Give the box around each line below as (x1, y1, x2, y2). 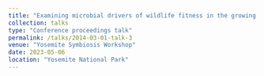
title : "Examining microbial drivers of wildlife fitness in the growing (8, 11, 257, 20)
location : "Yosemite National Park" (8, 56, 129, 64)
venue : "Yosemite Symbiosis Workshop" (8, 41, 136, 49)
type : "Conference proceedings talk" (8, 26, 133, 34)
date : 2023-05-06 (8, 48, 66, 56)
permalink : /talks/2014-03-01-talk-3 (8, 33, 133, 42)
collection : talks (8, 19, 69, 27)
